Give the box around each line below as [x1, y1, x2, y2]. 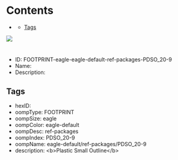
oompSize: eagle [14, 115, 57, 122]
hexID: [14, 102, 31, 109]
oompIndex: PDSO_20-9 [14, 134, 75, 141]
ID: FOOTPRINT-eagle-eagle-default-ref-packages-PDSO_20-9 [14, 56, 173, 63]
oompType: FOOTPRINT [14, 108, 75, 115]
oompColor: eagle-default [14, 121, 79, 128]
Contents [6, 4, 54, 17]
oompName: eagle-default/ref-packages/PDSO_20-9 [14, 140, 147, 147]
